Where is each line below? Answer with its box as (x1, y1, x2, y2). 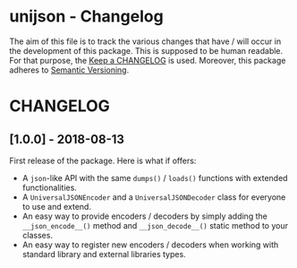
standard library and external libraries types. (21, 248, 186, 259)
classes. (21, 229, 54, 240)
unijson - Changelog (9, 6, 164, 27)
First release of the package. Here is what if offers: (9, 155, 197, 166)
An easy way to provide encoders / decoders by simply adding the (21, 211, 268, 221)
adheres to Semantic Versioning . (9, 65, 130, 75)
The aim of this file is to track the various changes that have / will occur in (9, 36, 282, 47)
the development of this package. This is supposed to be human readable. (9, 45, 284, 56)
